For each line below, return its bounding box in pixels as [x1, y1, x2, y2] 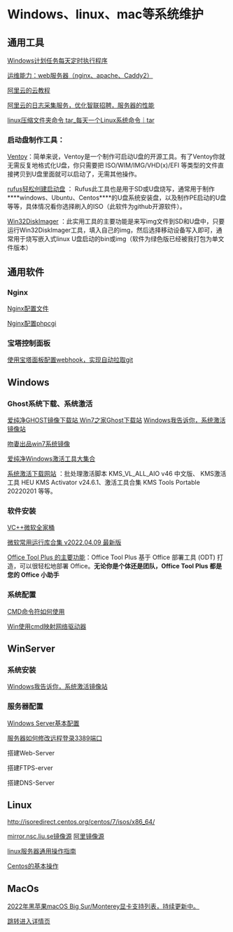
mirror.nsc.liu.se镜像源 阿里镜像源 [7, 832, 105, 841]
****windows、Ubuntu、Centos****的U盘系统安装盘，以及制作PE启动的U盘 [7, 193, 227, 202]
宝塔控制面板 [7, 338, 51, 348]
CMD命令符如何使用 [7, 607, 65, 615]
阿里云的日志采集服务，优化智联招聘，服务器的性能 [7, 101, 155, 109]
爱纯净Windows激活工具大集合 [7, 454, 96, 462]
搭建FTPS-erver [7, 763, 54, 772]
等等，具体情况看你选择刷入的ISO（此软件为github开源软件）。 [7, 203, 187, 211]
